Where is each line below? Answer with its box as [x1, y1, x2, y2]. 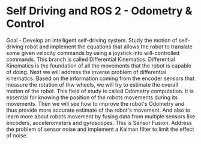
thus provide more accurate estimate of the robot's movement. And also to [6, 106, 191, 114]
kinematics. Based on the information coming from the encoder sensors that [6, 75, 195, 82]
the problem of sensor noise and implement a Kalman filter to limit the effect [6, 125, 194, 133]
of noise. [6, 131, 28, 139]
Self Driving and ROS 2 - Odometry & [6, 4, 193, 18]
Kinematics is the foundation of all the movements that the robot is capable [6, 62, 192, 69]
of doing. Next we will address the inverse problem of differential [6, 68, 167, 75]
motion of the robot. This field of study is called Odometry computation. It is [6, 87, 194, 94]
